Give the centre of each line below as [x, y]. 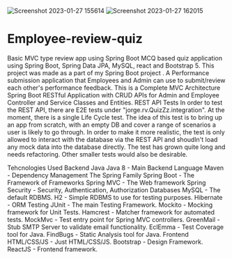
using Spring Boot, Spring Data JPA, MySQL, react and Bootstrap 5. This [111, 65]
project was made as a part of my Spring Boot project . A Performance [108, 72]
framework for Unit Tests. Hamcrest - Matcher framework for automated [111, 212]
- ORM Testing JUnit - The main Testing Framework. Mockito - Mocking [110, 205]
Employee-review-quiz [75, 39]
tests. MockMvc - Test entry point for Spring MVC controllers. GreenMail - [114, 219]
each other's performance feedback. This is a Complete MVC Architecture [114, 88]
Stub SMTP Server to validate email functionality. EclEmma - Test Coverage [116, 227]
